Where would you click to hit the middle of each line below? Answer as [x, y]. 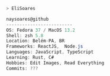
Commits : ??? [22, 68]
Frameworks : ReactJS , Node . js [45, 47]
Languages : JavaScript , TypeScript [50, 52]
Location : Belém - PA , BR [35, 41]
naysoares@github [27, 19]
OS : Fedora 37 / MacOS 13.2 [41, 30]
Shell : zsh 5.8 [25, 35]
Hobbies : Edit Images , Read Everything [55, 63]
